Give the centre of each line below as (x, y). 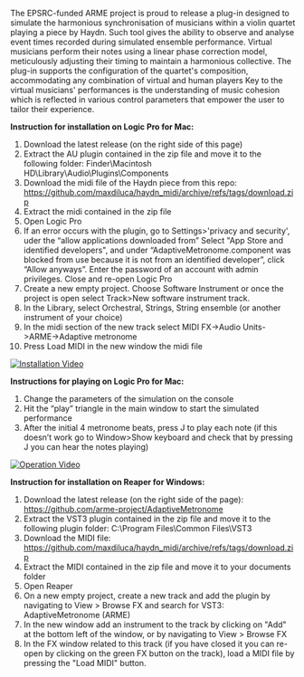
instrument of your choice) (73, 317)
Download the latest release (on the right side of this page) (133, 144)
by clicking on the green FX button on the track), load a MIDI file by (170, 653)
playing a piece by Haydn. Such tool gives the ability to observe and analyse (152, 32)
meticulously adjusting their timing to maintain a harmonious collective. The (151, 61)
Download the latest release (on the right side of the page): (133, 500)
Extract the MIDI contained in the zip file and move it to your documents (157, 567)
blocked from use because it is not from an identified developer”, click (154, 260)
